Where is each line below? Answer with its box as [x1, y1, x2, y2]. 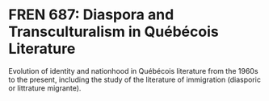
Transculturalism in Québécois [8, 22, 220, 41]
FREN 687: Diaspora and [8, 6, 174, 24]
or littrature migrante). [8, 83, 82, 93]
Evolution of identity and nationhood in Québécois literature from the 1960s [8, 66, 258, 75]
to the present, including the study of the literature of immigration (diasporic [8, 75, 261, 84]
